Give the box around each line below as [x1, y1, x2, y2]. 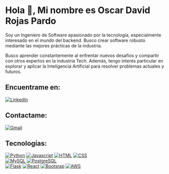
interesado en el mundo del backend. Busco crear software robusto [5, 37, 145, 43]
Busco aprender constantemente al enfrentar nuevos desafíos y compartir [5, 52, 159, 59]
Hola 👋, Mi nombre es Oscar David [5, 5, 150, 16]
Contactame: [5, 111, 47, 120]
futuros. [5, 68, 22, 75]
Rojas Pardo [5, 15, 57, 27]
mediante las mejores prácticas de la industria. [5, 42, 102, 48]
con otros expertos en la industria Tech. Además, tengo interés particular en [5, 57, 163, 64]
